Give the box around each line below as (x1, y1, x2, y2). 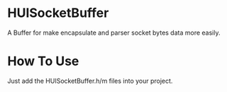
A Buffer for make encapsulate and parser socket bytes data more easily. (7, 28, 221, 37)
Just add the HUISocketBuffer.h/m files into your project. (7, 76, 173, 85)
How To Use (7, 53, 79, 69)
